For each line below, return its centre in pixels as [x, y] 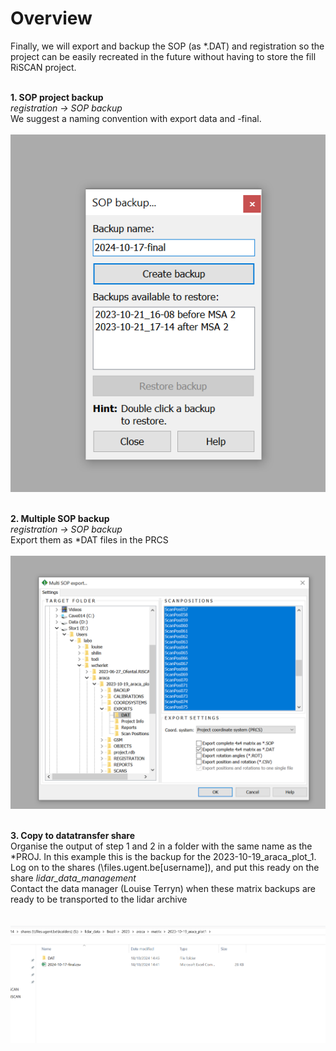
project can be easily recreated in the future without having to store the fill [163, 56]
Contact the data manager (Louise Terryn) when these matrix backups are [163, 889]
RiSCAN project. [43, 67]
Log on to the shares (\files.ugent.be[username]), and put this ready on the [165, 868]
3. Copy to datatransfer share [73, 836]
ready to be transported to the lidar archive [99, 899]
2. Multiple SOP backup [60, 518]
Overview [51, 18]
